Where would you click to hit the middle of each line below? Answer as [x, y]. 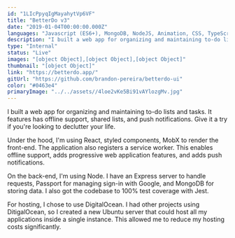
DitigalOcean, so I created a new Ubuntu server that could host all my [107, 212]
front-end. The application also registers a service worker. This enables [110, 148]
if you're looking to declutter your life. [61, 127]
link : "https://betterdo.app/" [53, 72]
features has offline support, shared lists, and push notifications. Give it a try [117, 119]
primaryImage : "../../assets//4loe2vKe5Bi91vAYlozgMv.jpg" [95, 92]
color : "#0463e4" [33, 85]
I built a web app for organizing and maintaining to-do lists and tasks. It [109, 112]
